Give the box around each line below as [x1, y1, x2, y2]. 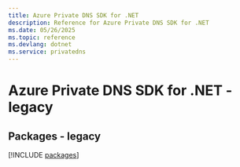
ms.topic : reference [8, 33, 76, 42]
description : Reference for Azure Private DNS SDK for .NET [8, 19, 210, 27]
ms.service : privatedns [8, 48, 87, 56]
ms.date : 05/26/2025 [8, 26, 76, 34]
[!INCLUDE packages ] [8, 151, 79, 159]
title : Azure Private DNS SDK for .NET [8, 11, 139, 20]
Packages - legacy [8, 129, 101, 143]
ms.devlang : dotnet [8, 41, 72, 49]
